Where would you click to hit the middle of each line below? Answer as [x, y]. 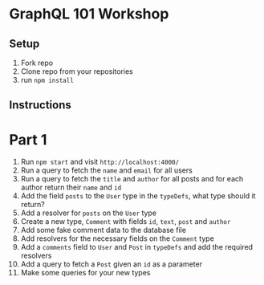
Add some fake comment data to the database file [104, 230]
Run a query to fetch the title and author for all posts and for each [132, 179]
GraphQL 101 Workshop [89, 14]
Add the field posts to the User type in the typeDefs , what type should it [138, 196]
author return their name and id [71, 187]
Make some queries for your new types [85, 273]
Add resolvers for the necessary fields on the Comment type [118, 238]
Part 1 [28, 139]
